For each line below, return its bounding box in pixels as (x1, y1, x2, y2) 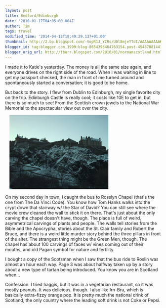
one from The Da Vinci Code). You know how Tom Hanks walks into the (5, 199, 151, 205)
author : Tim (5, 24, 30, 29)
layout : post (5, 8, 32, 13)
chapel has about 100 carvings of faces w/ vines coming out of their (5, 241, 144, 247)
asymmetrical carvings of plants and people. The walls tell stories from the (5, 220, 157, 226)
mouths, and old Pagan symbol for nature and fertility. (5, 246, 115, 252)
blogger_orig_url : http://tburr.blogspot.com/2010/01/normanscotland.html (5, 49, 163, 54)
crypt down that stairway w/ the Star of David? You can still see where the (5, 204, 156, 210)
